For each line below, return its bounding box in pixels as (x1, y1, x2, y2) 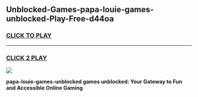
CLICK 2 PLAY (6, 53, 47, 62)
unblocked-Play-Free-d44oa (6, 14, 114, 24)
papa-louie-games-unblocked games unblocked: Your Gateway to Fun (6, 78, 183, 85)
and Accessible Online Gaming (6, 84, 83, 91)
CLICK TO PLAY (6, 32, 52, 40)
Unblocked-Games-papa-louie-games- (6, 5, 154, 15)
